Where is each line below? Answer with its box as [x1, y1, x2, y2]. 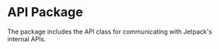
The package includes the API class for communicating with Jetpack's [7, 27, 213, 36]
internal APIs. [7, 34, 47, 43]
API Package [7, 4, 83, 20]
